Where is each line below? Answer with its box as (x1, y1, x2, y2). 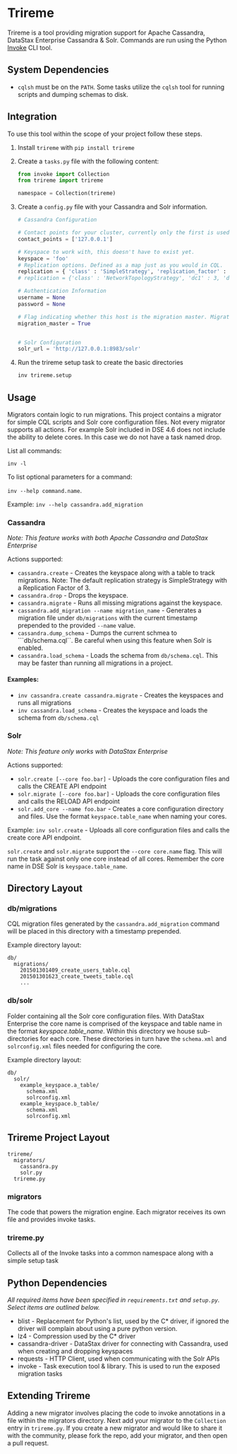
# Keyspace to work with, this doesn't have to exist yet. (17, 248, 195, 255)
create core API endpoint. (7, 833, 82, 842)
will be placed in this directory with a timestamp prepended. (7, 927, 181, 936)
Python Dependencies (7, 1276, 107, 1289)
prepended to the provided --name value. (17, 621, 136, 630)
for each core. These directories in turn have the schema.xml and (39, 1034, 227, 1042)
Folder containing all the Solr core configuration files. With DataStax (7, 1011, 205, 1020)
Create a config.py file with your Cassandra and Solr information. (17, 203, 208, 211)
